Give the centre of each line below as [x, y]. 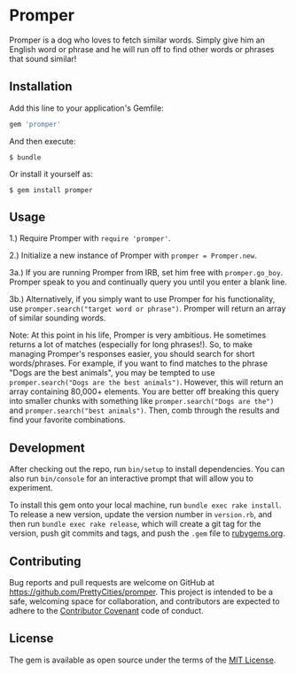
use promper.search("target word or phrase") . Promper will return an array [148, 309]
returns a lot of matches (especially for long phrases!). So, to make [131, 345]
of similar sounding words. [58, 318]
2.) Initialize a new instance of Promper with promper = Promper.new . [133, 256]
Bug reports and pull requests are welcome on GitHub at [112, 583]
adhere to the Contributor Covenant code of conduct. [106, 611]
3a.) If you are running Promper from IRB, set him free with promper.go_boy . [146, 273]
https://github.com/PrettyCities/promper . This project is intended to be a [141, 592]
